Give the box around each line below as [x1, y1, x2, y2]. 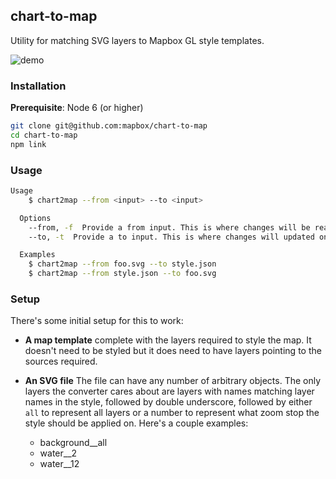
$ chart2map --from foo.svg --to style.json [28, 259, 217, 269]
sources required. [24, 355, 98, 368]
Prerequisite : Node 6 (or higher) [10, 102, 144, 114]
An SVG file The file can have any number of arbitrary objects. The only [24, 375, 322, 387]
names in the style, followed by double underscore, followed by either [24, 396, 313, 408]
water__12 [39, 458, 80, 470]
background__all [39, 437, 108, 449]
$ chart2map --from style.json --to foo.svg [28, 269, 217, 279]
